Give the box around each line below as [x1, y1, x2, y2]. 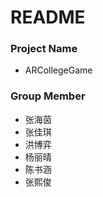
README [10, 6, 86, 29]
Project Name [10, 42, 78, 56]
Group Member [10, 89, 86, 103]
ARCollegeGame [24, 64, 93, 76]
